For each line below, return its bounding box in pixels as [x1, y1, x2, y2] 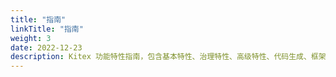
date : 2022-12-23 [10, 42, 83, 53]
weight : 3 [10, 33, 52, 43]
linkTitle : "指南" [10, 24, 84, 34]
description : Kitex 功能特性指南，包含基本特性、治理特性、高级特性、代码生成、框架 [10, 52, 327, 62]
